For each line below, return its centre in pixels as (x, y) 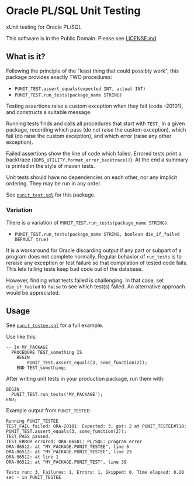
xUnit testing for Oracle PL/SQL (44, 27)
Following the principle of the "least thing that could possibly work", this (93, 71)
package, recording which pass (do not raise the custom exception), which (96, 129)
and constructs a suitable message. (49, 112)
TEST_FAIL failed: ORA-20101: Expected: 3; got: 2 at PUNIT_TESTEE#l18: (96, 426)
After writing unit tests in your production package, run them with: (85, 378)
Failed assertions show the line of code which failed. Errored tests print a (94, 153)
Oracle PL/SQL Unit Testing (73, 11)
